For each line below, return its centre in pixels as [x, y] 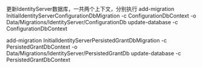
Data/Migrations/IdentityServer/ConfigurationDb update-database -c [92, 22]
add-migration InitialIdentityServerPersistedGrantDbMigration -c [86, 40]
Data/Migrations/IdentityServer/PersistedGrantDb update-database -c [94, 53]
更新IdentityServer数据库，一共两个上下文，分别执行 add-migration [90, 9]
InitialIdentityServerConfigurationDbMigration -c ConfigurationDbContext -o [101, 16]
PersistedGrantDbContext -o [42, 47]
